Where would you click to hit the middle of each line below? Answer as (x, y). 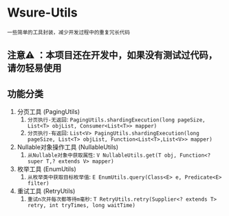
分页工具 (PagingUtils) (48, 112)
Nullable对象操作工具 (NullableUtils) (68, 147)
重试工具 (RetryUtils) (46, 191)
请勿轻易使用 (34, 68)
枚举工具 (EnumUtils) (47, 169)
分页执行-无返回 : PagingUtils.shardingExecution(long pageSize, (116, 119)
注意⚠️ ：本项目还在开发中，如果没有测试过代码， (112, 56)
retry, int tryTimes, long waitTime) (81, 206)
